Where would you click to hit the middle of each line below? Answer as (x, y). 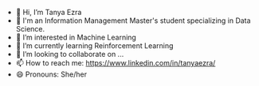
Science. (30, 29)
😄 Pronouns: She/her (51, 74)
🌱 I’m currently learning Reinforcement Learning (94, 46)
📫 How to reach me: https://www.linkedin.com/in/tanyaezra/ (116, 63)
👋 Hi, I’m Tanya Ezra (49, 12)
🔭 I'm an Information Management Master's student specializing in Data (133, 21)
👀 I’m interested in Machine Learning (76, 37)
